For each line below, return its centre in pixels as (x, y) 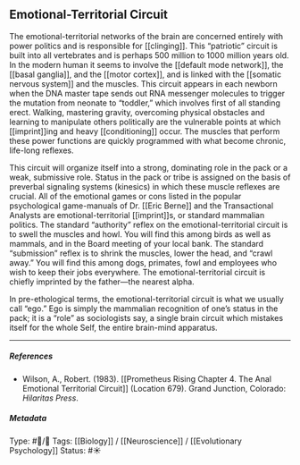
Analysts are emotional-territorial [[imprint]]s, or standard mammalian (137, 215)
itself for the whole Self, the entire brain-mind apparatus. (113, 327)
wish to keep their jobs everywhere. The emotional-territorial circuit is (137, 272)
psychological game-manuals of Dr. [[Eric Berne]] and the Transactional (142, 206)
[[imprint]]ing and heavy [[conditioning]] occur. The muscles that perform (145, 131)
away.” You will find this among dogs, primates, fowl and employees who (143, 262)
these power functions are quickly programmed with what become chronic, (148, 140)
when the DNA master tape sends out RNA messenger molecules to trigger (147, 93)
